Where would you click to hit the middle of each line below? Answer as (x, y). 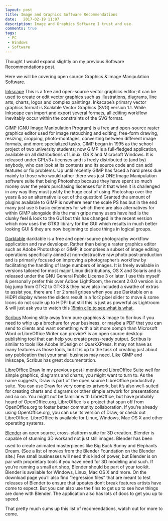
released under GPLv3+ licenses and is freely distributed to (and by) (76, 160)
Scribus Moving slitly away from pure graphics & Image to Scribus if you (80, 317)
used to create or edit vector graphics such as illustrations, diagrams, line (81, 97)
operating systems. (25, 423)
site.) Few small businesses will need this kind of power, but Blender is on (81, 456)
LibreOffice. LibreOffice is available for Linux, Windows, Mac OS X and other (84, 418)
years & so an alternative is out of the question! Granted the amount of (78, 197)
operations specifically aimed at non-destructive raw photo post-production (83, 254)
